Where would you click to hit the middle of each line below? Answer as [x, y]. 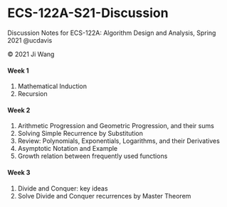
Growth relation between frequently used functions [93, 156]
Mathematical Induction [52, 86]
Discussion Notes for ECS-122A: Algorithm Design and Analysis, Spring [112, 33]
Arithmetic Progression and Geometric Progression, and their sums [116, 126]
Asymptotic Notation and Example [68, 149]
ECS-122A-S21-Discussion [88, 13]
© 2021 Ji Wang [31, 54]
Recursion [32, 94]
